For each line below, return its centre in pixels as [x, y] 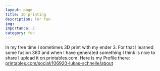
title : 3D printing [26, 14]
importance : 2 [20, 28]
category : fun [20, 33]
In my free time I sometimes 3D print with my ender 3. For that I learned [79, 47]
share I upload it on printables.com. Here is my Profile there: [68, 58]
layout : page [19, 10]
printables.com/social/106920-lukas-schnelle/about [59, 63]
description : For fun [28, 19]
